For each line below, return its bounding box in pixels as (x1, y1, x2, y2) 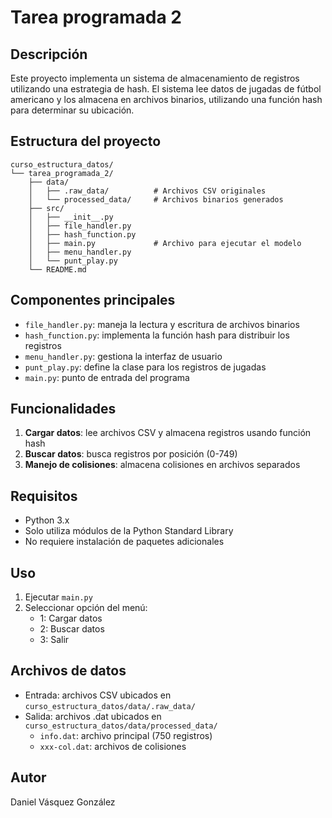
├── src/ (28, 203, 65, 213)
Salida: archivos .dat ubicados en (24, 710, 162, 722)
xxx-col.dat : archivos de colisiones (39, 740, 187, 752)
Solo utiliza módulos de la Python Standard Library (24, 525, 234, 537)
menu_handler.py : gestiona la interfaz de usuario (24, 350, 223, 362)
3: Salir (39, 634, 70, 646)
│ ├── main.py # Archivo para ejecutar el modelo (28, 238, 302, 248)
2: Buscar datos (39, 623, 105, 635)
